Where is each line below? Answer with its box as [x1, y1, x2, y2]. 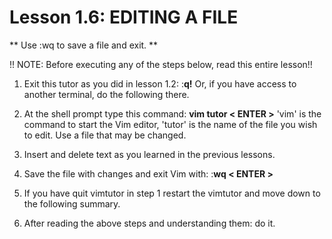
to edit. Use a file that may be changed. [23, 129, 187, 141]
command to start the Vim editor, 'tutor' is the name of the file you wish [23, 118, 318, 130]
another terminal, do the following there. [23, 88, 190, 100]
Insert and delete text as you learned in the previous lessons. [23, 148, 276, 160]
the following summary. [23, 197, 121, 210]
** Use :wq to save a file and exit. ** [9, 39, 159, 51]
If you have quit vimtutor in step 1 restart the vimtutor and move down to [23, 187, 321, 199]
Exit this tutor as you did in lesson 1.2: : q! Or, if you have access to [23, 77, 297, 90]
